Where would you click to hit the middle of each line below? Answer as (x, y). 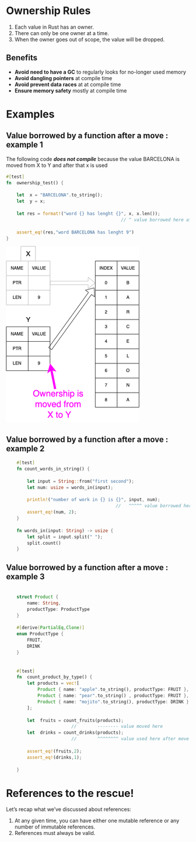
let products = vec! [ (53, 683)
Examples (30, 114)
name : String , (44, 603)
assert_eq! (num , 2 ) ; (52, 512)
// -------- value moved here (117, 727)
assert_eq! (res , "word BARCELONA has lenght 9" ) (75, 232)
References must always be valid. (55, 833)
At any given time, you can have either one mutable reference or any (97, 821)
